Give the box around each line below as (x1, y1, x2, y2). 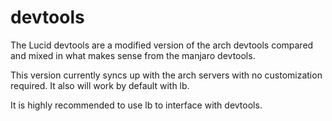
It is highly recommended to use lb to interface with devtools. (10, 99, 263, 111)
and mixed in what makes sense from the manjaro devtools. (10, 49, 256, 61)
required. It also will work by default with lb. (10, 79, 190, 91)
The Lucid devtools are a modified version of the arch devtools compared (10, 39, 314, 51)
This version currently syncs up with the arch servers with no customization (10, 69, 323, 81)
